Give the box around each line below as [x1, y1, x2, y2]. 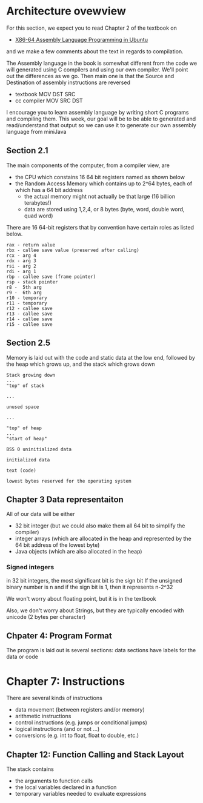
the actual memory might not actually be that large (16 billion [24, 193, 176, 200]
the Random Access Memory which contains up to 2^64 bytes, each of [15, 180, 193, 187]
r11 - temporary [6, 300, 47, 306]
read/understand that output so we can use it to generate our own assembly [6, 121, 197, 128]
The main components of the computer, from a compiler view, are [6, 162, 170, 169]
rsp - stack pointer [6, 279, 59, 285]
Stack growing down [6, 372, 56, 378]
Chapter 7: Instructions [6, 674, 125, 688]
